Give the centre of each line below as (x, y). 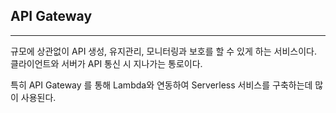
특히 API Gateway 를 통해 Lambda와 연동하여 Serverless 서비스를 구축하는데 (161, 85)
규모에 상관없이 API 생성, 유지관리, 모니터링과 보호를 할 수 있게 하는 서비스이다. (163, 51)
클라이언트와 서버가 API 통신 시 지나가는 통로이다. (106, 63)
